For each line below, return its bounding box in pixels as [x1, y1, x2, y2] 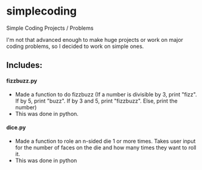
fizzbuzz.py [6, 77, 38, 84]
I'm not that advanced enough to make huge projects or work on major [6, 36, 184, 43]
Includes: [6, 60, 43, 70]
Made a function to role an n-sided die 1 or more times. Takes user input [15, 137, 196, 144]
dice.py [6, 124, 26, 131]
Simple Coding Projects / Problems [6, 24, 94, 32]
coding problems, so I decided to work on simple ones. [6, 42, 144, 50]
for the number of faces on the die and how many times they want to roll [15, 144, 197, 151]
